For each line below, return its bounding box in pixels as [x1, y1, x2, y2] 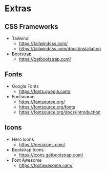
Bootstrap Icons [11, 147, 44, 152]
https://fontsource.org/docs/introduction [19, 109, 101, 115]
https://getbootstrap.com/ [19, 56, 71, 62]
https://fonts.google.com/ [19, 88, 71, 94]
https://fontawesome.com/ [19, 162, 73, 168]
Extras [4, 3, 31, 14]
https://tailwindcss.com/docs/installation [19, 46, 101, 51]
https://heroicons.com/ [19, 141, 65, 147]
